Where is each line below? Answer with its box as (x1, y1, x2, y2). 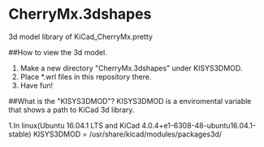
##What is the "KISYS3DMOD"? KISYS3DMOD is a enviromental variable (8, 96, 252, 106)
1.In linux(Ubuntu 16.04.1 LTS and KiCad (8, 120, 141, 130)
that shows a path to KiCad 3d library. (8, 105, 135, 115)
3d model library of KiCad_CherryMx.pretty (8, 32, 153, 41)
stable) (8, 129, 32, 139)
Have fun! (19, 80, 54, 90)
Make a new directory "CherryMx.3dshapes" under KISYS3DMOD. (19, 63, 243, 73)
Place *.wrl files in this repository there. (19, 71, 152, 81)
